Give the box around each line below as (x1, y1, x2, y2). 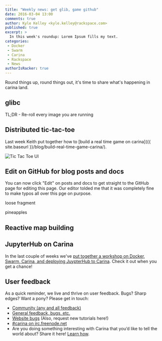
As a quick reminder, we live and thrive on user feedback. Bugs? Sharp (5, 290, 146, 296)
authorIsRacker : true (5, 66, 49, 71)
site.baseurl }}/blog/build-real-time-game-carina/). (5, 144, 107, 150)
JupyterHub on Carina (5, 240, 74, 248)
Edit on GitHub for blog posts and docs (5, 168, 124, 176)
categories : (5, 39, 29, 44)
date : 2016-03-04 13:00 (5, 12, 53, 17)
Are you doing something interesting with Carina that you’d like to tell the (12, 326, 158, 332)
